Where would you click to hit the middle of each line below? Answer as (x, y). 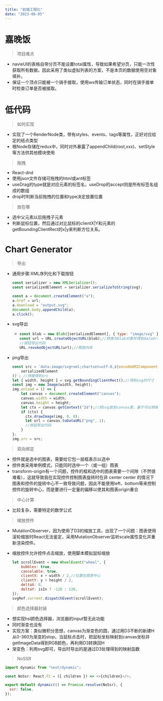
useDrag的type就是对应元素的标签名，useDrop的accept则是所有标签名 (83, 184)
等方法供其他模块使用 (33, 153)
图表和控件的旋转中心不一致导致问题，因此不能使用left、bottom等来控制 (84, 483)
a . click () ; (23, 314)
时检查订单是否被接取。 (35, 88)
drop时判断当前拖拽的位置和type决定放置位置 (57, 196)
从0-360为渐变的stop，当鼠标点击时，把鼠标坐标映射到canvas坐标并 (81, 636)
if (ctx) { (32, 412)
